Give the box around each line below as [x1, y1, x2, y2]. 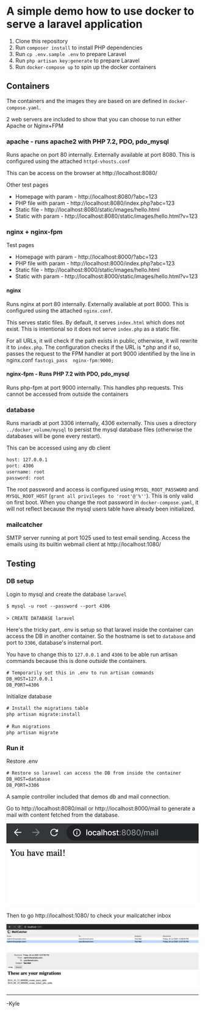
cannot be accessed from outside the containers [6, 390, 129, 398]
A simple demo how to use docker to [6, 4, 195, 18]
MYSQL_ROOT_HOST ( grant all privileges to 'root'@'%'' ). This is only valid [6, 492, 193, 499]
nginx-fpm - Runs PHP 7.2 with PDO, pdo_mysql [6, 370, 130, 378]
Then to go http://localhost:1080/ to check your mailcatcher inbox [6, 912, 171, 919]
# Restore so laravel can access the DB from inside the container [6, 770, 182, 776]
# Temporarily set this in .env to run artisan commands [6, 670, 154, 676]
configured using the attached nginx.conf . [6, 307, 113, 314]
